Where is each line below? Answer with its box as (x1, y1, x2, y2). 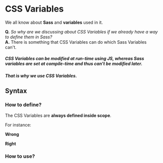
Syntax (5, 87, 27, 95)
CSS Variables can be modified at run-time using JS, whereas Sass (5, 55, 145, 61)
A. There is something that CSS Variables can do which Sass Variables (5, 39, 147, 45)
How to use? (5, 153, 35, 160)
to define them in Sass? (5, 34, 53, 40)
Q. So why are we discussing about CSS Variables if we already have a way (5, 29, 158, 34)
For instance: (5, 122, 32, 128)
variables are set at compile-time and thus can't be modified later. (5, 61, 143, 66)
